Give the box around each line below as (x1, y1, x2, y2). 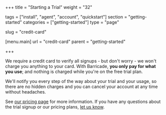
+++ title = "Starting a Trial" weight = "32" (5, 4, 93, 10)
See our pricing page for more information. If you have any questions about (5, 98, 161, 104)
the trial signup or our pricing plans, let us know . (5, 104, 105, 109)
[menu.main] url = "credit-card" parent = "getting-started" (5, 38, 126, 44)
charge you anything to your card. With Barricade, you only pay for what (5, 63, 156, 69)
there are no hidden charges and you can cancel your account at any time (5, 83, 158, 89)
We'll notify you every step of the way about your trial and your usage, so (5, 78, 157, 84)
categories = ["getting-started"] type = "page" (23, 19, 119, 25)
